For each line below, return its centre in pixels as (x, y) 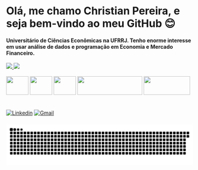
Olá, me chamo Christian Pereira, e (93, 11)
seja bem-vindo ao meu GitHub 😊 (91, 23)
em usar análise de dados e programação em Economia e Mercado (90, 46)
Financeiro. (20, 53)
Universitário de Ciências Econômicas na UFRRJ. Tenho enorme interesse (99, 40)
